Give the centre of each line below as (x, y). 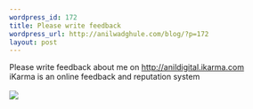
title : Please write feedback (65, 26)
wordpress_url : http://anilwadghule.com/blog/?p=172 (109, 34)
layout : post (33, 42)
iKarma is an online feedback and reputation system (105, 77)
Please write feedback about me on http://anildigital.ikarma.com (127, 67)
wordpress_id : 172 (43, 17)
